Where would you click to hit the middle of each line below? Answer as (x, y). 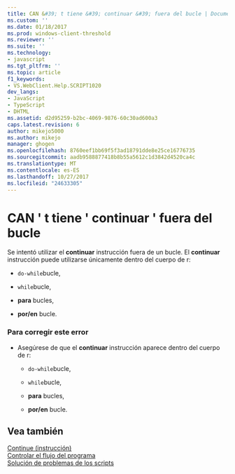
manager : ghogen (31, 144)
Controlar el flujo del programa (51, 456)
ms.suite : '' (26, 46)
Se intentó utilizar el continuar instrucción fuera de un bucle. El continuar (114, 252)
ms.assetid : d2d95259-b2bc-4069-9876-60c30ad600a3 (83, 118)
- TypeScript (26, 105)
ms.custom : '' (28, 20)
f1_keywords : (26, 79)
